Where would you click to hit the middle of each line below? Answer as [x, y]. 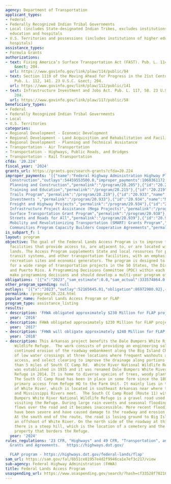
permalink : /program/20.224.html [41, 294]
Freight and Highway [32, 204]
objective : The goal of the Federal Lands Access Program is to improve [84, 242]
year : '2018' [24, 336]
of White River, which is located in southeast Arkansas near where [89, 388]
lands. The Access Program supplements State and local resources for [86, 251]
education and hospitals [36, 34]
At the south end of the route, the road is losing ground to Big [86, 417]
